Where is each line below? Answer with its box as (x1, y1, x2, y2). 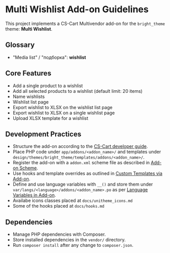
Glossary (5, 41, 35, 49)
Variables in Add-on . (12, 192, 56, 198)
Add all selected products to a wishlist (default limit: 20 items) (12, 88, 143, 94)
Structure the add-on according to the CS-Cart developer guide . (12, 143, 148, 149)
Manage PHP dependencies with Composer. (12, 231, 106, 238)
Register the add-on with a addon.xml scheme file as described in (12, 160, 150, 166)
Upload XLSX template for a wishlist (12, 115, 88, 121)
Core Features (5, 69, 52, 78)
